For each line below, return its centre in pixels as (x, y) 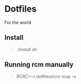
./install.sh (27, 49)
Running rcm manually (39, 65)
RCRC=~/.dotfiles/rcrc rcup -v (46, 76)
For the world (18, 22)
